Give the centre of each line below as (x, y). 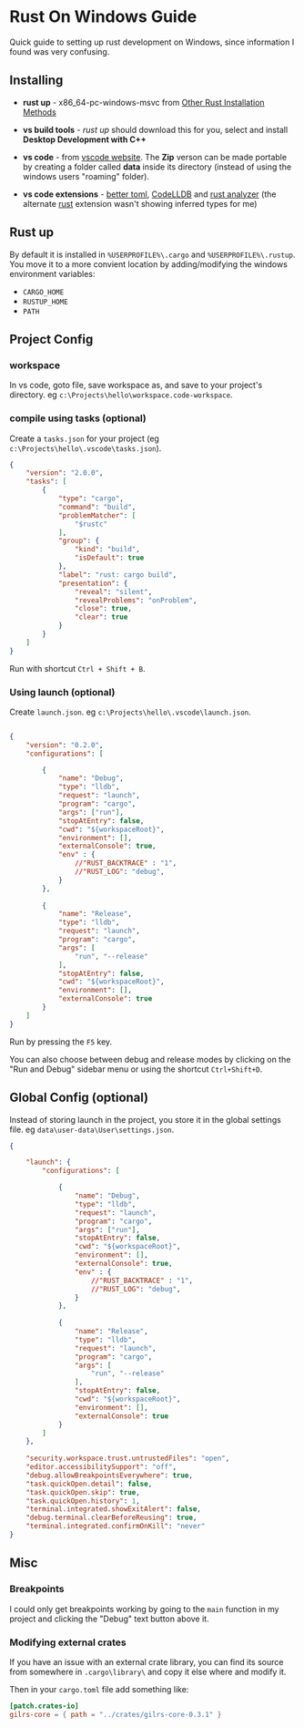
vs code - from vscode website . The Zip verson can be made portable (155, 157)
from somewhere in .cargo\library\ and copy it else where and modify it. (148, 1671)
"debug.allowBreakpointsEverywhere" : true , (110, 1475)
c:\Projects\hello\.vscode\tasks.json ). (86, 447)
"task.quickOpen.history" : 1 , (83, 1501)
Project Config (51, 339)
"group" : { (79, 541)
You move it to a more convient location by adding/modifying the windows (149, 264)
